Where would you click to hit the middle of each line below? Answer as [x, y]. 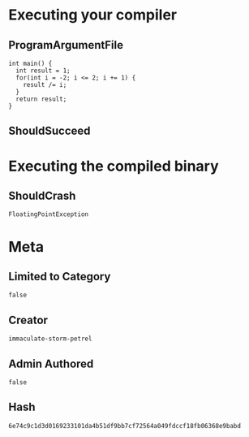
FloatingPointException [49, 214]
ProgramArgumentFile [66, 45]
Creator [28, 320]
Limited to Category [60, 277]
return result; [41, 99]
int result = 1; [43, 71]
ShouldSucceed [49, 131]
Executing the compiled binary [114, 166]
